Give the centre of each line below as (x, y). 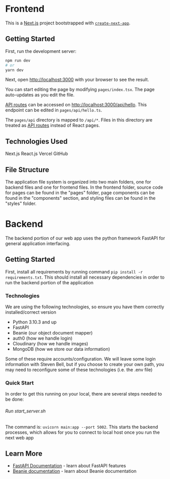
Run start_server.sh (26, 411)
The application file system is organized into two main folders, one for (78, 182)
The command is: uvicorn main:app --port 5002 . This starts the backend (82, 427)
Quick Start (20, 383)
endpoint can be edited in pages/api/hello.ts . (54, 110)
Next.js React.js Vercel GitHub (37, 154)
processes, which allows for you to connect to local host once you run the (82, 432)
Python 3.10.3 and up (35, 322)
